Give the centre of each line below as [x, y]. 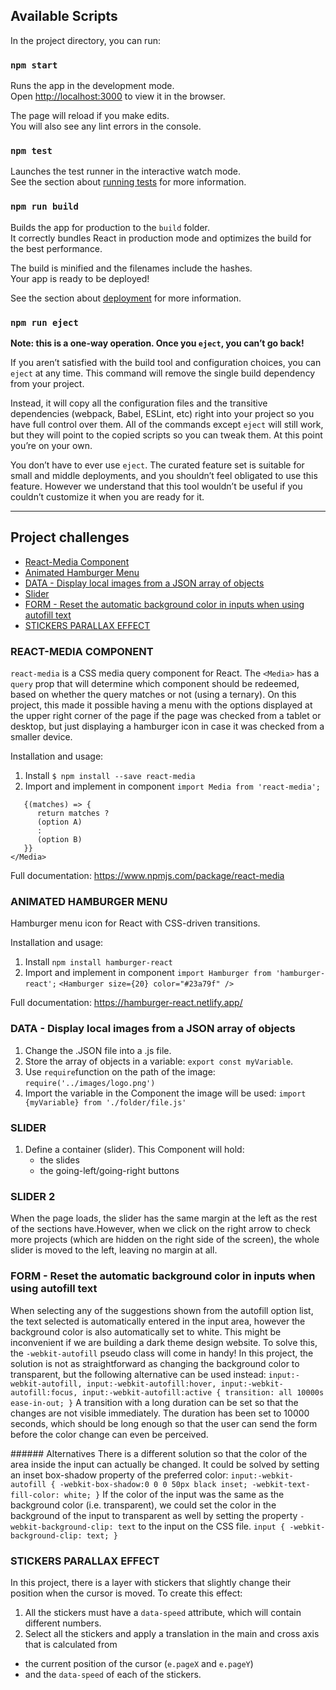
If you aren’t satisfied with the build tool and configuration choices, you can [166, 362]
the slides [59, 1160]
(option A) [59, 822]
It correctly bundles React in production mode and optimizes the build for [161, 238]
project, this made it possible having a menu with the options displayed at [161, 705]
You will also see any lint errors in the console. [106, 126]
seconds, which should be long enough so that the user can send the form [164, 1423]
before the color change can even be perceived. [109, 1434]
